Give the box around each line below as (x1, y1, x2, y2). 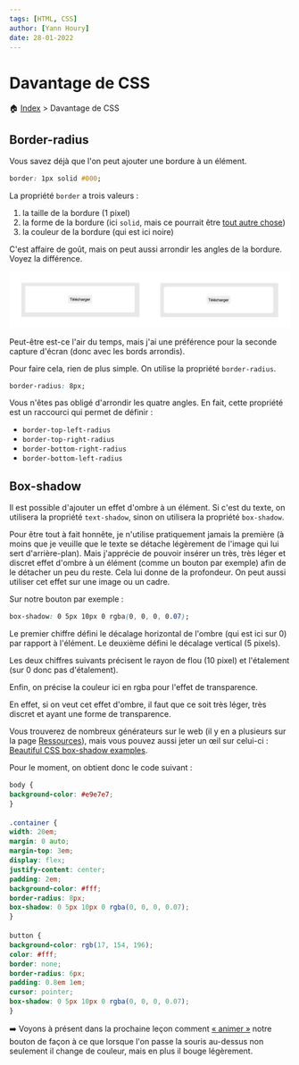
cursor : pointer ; (9, 987, 74, 997)
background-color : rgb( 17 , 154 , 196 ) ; (9, 940, 154, 950)
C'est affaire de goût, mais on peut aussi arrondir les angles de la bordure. (9, 244, 283, 254)
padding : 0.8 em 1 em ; (9, 978, 87, 987)
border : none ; (9, 960, 62, 969)
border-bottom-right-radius (21, 445, 127, 454)
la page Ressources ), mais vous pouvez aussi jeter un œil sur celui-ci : (9, 736, 270, 746)
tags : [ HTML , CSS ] (9, 14, 78, 23)
